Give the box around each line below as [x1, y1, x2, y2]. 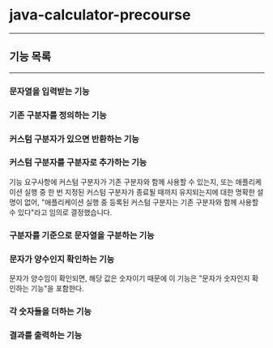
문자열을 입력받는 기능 [9, 85, 90, 97]
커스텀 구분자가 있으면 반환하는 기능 [9, 133, 140, 144]
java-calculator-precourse [9, 6, 191, 24]
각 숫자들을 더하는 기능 [9, 306, 92, 317]
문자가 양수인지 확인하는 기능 [9, 253, 115, 264]
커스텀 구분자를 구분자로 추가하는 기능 [9, 157, 147, 168]
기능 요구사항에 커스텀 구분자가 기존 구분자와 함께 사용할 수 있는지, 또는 [9, 177, 234, 187]
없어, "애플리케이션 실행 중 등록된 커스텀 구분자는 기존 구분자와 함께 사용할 [23, 197, 258, 207]
